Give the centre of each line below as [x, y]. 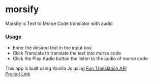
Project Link [18, 74]
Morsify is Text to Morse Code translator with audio [59, 23]
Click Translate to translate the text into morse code [67, 53]
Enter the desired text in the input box [52, 48]
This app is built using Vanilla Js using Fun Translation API [66, 69]
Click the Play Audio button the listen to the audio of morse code [80, 59]
